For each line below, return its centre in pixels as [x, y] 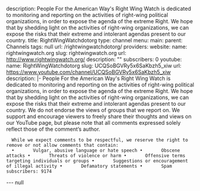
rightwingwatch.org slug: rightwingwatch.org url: [66, 53]
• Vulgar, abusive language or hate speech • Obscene [96, 150]
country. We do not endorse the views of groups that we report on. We [93, 110]
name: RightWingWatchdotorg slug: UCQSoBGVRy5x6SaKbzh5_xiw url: [94, 66]
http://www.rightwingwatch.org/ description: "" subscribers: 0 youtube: [94, 59]
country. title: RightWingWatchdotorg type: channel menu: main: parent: [95, 40]
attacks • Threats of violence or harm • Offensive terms [96, 156]
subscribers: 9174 [29, 171]
